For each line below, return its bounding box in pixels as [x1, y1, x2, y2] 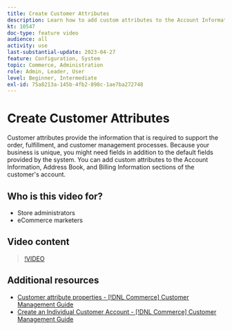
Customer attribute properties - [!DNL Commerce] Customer [17, 293, 189, 301]
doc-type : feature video [7, 29, 79, 37]
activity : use [7, 42, 48, 49]
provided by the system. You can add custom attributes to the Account [7, 156, 209, 164]
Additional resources [7, 275, 99, 286]
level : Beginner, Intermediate [7, 74, 97, 82]
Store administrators [17, 209, 76, 217]
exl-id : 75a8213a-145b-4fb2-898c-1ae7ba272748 [7, 81, 144, 88]
